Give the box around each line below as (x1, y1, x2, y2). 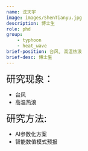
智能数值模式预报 (14, 138, 58, 145)
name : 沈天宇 (6, 9, 36, 15)
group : (6, 32, 23, 38)
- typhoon (17, 37, 42, 43)
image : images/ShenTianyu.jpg (6, 15, 83, 21)
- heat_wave (17, 43, 47, 49)
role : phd (6, 26, 31, 32)
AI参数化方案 (14, 130, 47, 138)
